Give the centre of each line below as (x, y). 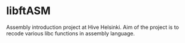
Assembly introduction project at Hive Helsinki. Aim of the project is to (93, 27)
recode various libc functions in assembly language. (71, 33)
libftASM (28, 11)
